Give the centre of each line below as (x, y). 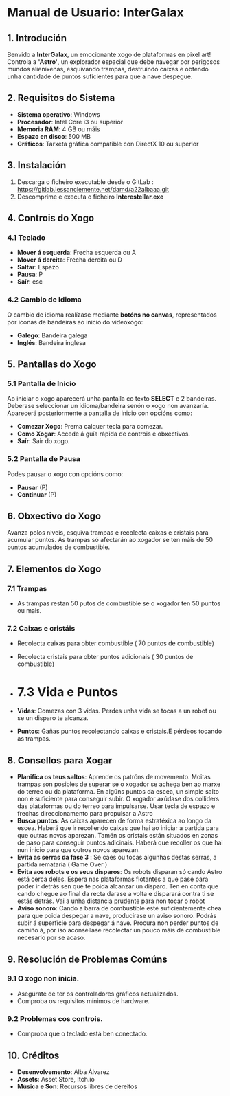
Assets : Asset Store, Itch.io (56, 1079)
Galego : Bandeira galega (52, 335)
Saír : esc (30, 282)
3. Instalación (37, 165)
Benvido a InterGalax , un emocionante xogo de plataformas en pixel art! (109, 54)
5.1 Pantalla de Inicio (42, 383)
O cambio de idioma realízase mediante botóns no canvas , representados (112, 315)
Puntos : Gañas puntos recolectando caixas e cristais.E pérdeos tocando (119, 731)
